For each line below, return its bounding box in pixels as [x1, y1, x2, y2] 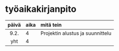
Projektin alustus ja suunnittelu [40, 30, 112, 37]
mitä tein [40, 21, 62, 28]
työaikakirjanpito [5, 3, 77, 15]
